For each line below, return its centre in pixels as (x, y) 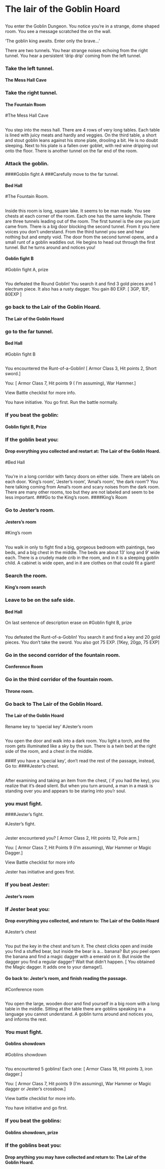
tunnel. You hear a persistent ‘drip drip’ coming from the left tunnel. (73, 56)
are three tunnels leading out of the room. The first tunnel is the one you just (82, 221)
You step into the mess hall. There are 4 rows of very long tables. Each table (82, 130)
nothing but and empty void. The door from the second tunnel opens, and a (82, 237)
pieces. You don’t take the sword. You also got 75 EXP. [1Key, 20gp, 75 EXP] (82, 642)
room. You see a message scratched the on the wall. (58, 31)
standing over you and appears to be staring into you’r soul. (66, 791)
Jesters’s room (21, 522)
